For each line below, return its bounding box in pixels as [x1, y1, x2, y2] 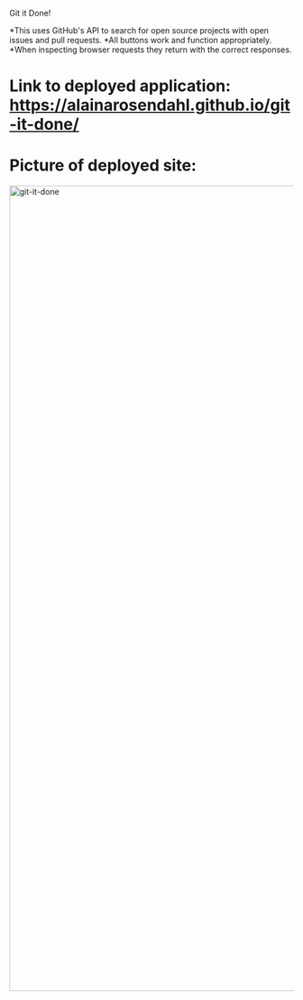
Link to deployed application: [9, 76, 232, 96]
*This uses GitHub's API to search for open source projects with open [9, 25, 269, 35]
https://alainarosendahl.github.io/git [9, 95, 291, 115]
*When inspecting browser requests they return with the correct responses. [9, 44, 292, 55]
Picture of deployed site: [9, 155, 197, 176]
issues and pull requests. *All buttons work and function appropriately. [9, 35, 272, 45]
